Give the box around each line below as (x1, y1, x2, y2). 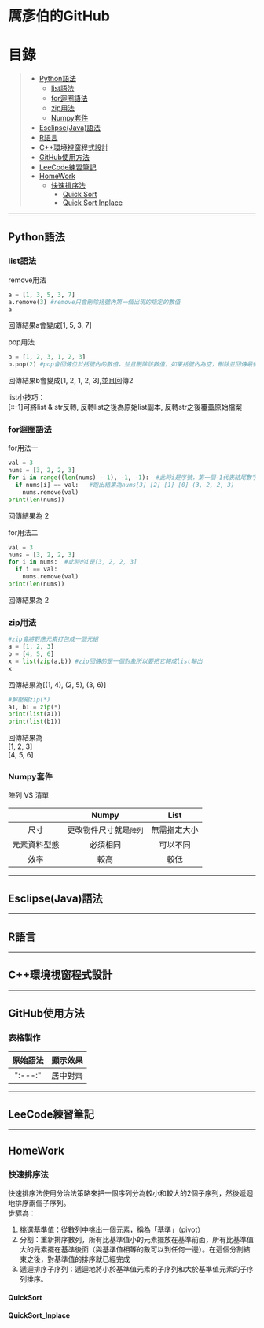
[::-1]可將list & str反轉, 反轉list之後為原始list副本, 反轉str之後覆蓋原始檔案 (8, 403, 242, 412)
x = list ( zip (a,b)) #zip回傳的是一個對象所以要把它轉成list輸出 (8, 657, 203, 665)
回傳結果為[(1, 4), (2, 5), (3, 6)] (8, 679, 107, 690)
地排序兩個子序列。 (8, 1199, 71, 1208)
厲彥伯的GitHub (8, 7, 110, 25)
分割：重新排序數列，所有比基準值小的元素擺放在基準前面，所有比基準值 (19, 1235, 254, 1244)
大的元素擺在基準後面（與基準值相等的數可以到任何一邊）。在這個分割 (19, 1244, 244, 1254)
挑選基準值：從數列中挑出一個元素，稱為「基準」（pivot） (19, 1225, 205, 1234)
